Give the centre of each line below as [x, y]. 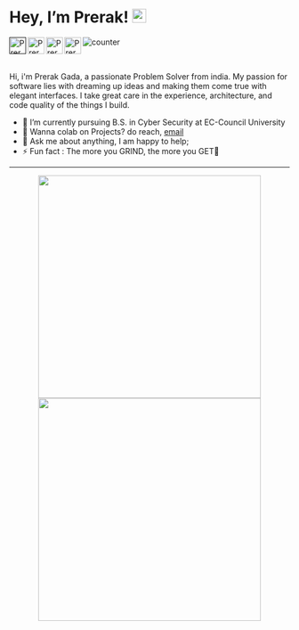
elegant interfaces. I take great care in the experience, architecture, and [141, 95]
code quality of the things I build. [70, 104]
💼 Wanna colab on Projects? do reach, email [103, 131]
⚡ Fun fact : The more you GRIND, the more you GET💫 [121, 151]
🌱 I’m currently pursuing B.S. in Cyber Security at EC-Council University [154, 122]
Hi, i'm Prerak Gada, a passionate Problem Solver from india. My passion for [148, 76]
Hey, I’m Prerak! [69, 17]
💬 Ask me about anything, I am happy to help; [105, 141]
